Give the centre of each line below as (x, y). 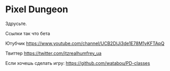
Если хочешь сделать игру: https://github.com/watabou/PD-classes (78, 63)
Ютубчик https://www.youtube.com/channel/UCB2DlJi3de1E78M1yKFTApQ (85, 43)
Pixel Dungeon (37, 9)
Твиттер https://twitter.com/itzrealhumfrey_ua (54, 53)
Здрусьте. (16, 23)
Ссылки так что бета (28, 33)
